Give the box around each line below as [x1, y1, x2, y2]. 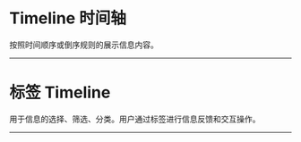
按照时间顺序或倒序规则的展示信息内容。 [9, 39, 159, 50]
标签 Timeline [9, 82, 111, 103]
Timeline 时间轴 [9, 8, 127, 29]
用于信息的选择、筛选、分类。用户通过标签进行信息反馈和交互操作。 [9, 113, 261, 124]
